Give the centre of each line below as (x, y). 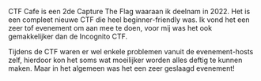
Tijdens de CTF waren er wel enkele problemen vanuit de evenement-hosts (131, 52)
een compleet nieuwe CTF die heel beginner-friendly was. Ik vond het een (129, 20)
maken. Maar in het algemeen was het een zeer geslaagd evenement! (121, 68)
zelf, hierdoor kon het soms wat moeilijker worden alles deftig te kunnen (125, 60)
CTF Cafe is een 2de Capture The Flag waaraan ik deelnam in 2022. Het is (129, 11)
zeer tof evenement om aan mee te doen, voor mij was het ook (110, 28)
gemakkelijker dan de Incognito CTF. (68, 36)
